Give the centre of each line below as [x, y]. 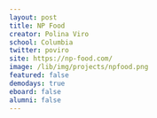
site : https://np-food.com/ [61, 59]
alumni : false [35, 100]
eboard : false [35, 91]
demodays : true [37, 83]
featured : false [39, 75]
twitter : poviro [39, 51]
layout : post [33, 17]
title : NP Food [37, 26]
